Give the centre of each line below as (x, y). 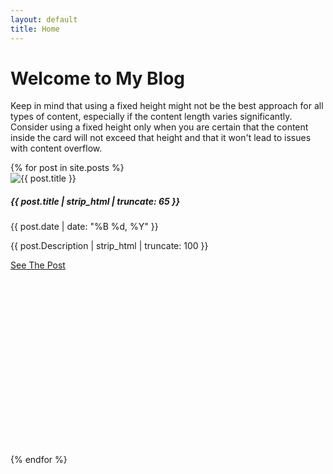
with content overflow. (56, 148)
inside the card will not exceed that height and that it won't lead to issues (161, 138)
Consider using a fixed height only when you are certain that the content (159, 127)
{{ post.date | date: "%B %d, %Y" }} (84, 227)
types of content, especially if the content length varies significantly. (151, 117)
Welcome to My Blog (98, 78)
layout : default (44, 19)
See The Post (38, 265)
